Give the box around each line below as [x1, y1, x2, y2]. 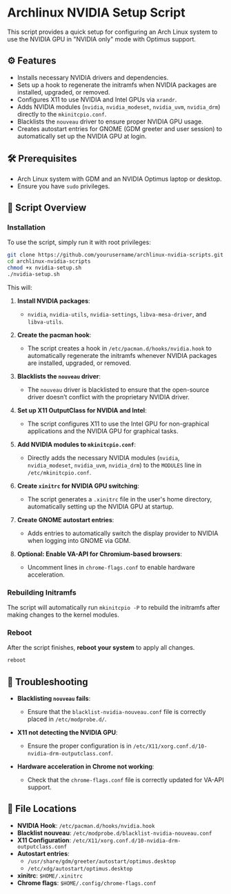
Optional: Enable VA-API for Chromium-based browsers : [17, 550, 183, 558]
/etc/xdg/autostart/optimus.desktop [27, 865, 133, 872]
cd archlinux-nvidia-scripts [7, 258, 91, 265]
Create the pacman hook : [17, 330, 92, 339]
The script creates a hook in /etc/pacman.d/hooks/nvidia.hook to [27, 344, 212, 352]
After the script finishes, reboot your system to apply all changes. [7, 644, 195, 652]
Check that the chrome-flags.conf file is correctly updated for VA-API [27, 776, 224, 784]
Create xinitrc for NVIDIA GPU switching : [17, 481, 139, 490]
